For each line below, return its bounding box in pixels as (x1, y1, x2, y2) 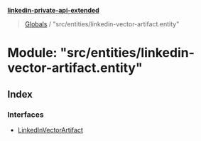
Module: (7, 45, 58, 61)
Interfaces (7, 110, 44, 120)
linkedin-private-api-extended (7, 6, 99, 14)
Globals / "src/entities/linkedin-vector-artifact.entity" (24, 20, 180, 28)
